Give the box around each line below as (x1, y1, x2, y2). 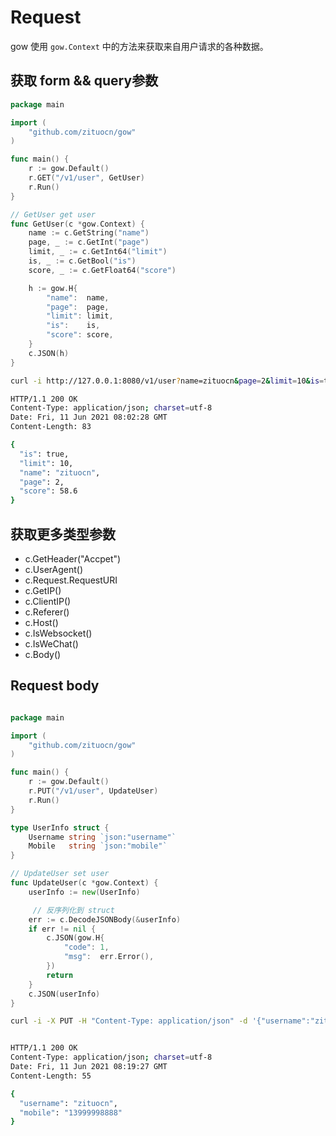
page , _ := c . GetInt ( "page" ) (28, 237, 150, 248)
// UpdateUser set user (10, 869, 110, 879)
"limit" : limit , (46, 311, 114, 321)
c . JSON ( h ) (28, 348, 70, 358)
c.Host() (24, 616, 59, 628)
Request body (10, 677, 100, 695)
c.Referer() (24, 606, 70, 618)
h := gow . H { (28, 283, 78, 293)
